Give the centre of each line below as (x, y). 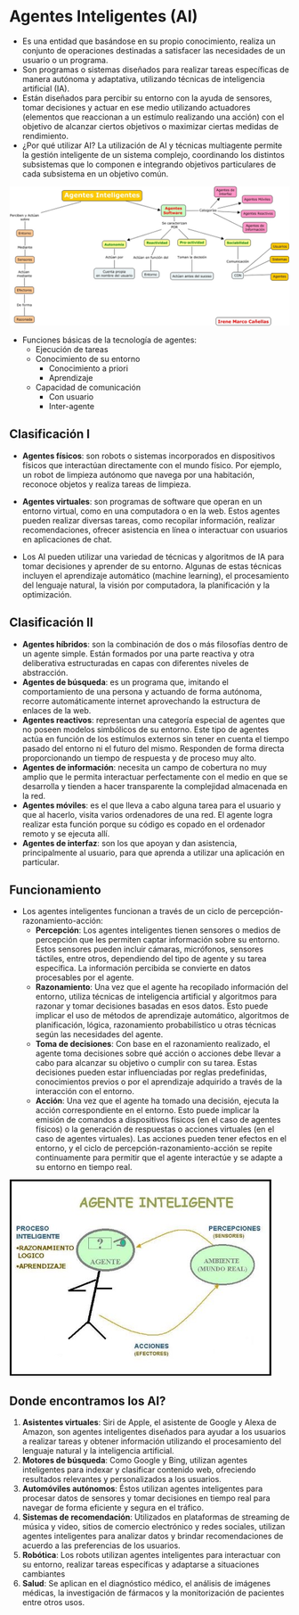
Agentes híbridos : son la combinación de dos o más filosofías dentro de (155, 644)
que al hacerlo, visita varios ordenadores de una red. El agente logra (147, 814)
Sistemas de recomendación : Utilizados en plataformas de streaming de (156, 1517)
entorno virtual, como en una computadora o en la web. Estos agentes (151, 511)
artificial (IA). (45, 88)
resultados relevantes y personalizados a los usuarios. (122, 1479)
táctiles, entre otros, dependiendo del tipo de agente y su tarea (151, 959)
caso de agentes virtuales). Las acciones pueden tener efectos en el (161, 1139)
